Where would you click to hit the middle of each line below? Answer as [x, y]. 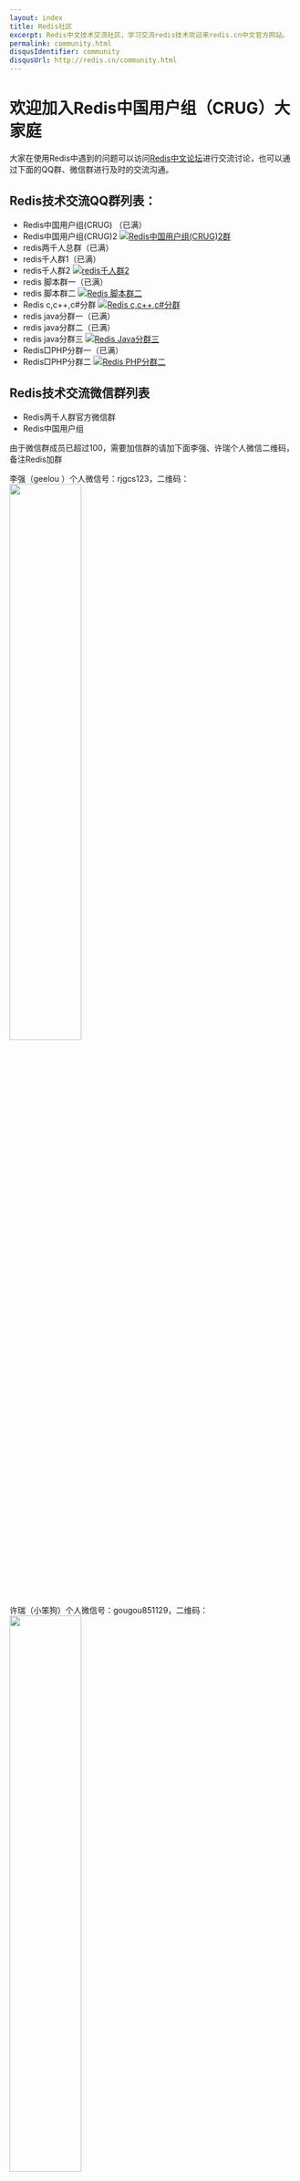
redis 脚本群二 [49, 293]
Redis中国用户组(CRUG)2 [70, 236]
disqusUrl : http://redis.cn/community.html [93, 60]
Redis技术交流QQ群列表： [83, 201]
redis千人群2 [47, 270]
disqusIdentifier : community [65, 52]
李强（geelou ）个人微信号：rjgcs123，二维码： [99, 478]
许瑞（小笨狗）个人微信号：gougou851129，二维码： [109, 1610]
